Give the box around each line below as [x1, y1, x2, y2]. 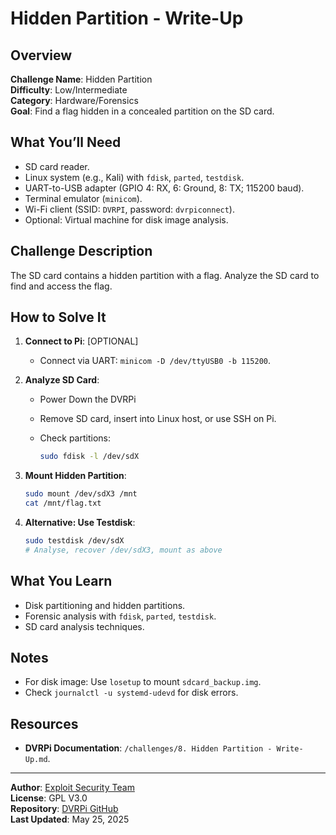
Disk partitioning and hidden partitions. [24, 599, 186, 611]
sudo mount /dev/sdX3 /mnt [24, 489, 138, 499]
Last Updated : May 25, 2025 [10, 813, 130, 826]
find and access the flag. [10, 280, 113, 292]
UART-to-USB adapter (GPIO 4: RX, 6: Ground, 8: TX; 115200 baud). [24, 182, 305, 194]
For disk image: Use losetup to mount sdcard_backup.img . [24, 676, 262, 688]
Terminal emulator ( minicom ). [24, 192, 143, 204]
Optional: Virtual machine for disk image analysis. [24, 213, 229, 226]
